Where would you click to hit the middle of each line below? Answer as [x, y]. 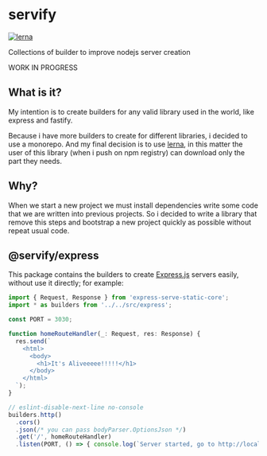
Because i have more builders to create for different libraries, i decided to [128, 135]
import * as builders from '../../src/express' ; [90, 305]
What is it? [35, 93]
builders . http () [35, 415]
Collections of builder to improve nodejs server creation [99, 52]
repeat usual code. [39, 230]
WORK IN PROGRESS [43, 67]
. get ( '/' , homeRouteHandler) [64, 437]
